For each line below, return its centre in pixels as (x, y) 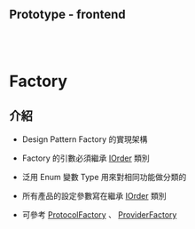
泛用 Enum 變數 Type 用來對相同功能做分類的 (104, 177)
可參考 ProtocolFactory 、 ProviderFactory (99, 214)
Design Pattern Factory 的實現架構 (85, 139)
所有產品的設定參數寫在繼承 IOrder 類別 (94, 195)
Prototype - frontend (67, 15)
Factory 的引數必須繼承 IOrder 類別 (86, 158)
